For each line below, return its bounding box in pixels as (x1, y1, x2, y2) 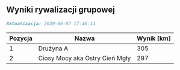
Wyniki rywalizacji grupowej (6, 5, 116, 15)
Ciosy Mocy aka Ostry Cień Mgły (38, 54, 131, 62)
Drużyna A (38, 44, 68, 53)
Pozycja (9, 34, 33, 42)
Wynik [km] (136, 34, 172, 42)
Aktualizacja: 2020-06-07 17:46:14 (6, 20, 96, 26)
